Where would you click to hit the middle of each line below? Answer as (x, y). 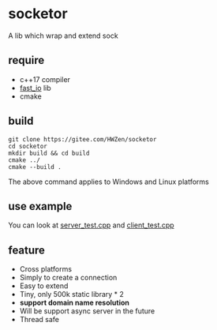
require (26, 60)
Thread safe (39, 320)
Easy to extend (44, 286)
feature (27, 250)
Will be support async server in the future (87, 311)
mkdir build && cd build (49, 153)
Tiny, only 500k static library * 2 (72, 294)
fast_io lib (35, 88)
